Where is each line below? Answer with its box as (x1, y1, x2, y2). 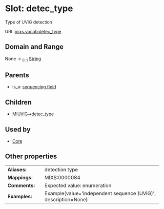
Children (5, 98, 32, 106)
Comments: (7, 182, 35, 188)
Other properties (5, 152, 57, 161)
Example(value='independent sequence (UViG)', (44, 190, 156, 197)
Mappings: (7, 174, 33, 181)
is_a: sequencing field (12, 84, 56, 90)
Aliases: (7, 166, 27, 173)
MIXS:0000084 (44, 174, 81, 181)
